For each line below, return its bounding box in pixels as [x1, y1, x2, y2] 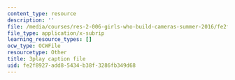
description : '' [7, 17, 55, 24]
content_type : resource [7, 10, 77, 17]
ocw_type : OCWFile [7, 42, 61, 49]
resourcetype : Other [7, 49, 68, 56]
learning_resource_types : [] [7, 36, 92, 43]
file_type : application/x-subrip [7, 29, 105, 37]
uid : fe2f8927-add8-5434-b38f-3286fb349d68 [7, 62, 136, 69]
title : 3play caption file [7, 56, 86, 63]
